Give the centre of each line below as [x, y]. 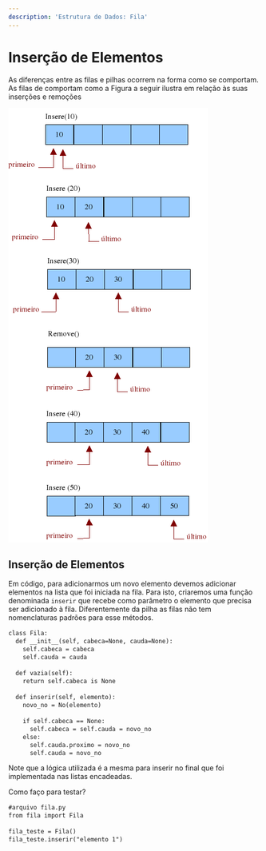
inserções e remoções [45, 97]
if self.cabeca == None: [64, 722]
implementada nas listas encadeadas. [70, 777]
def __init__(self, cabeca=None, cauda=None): [94, 642]
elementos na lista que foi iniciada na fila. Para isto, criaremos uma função [131, 592]
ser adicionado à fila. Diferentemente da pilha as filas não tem [110, 609]
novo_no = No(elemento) [62, 706]
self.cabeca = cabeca [58, 650]
